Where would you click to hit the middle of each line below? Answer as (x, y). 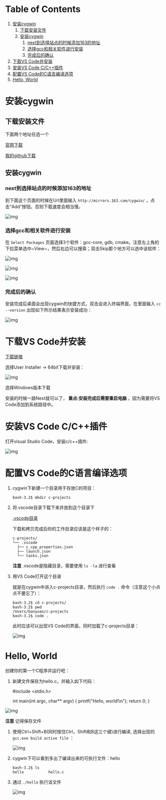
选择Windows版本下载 (28, 388)
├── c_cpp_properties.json (45, 547)
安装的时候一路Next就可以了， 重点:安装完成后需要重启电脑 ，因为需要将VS (83, 398)
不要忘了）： (29, 593)
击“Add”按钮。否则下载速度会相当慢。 (44, 206)
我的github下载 (20, 155)
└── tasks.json (33, 556)
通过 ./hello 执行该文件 (37, 782)
